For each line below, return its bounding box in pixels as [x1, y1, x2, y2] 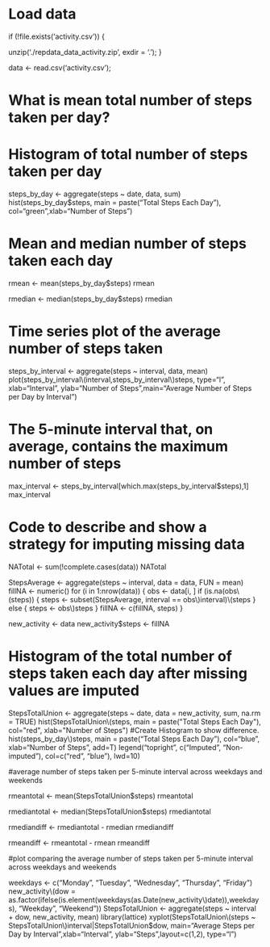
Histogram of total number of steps [8, 145, 248, 164]
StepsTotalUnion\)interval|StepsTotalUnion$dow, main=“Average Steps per [8, 920, 255, 930]
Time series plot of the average [8, 322, 222, 341]
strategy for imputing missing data [8, 535, 246, 554]
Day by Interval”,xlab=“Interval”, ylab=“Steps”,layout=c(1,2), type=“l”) [8, 929, 237, 939]
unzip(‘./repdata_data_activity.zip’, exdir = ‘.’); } [8, 47, 163, 57]
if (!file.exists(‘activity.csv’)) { [8, 31, 105, 41]
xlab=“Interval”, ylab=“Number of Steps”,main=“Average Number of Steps [8, 383, 252, 392]
